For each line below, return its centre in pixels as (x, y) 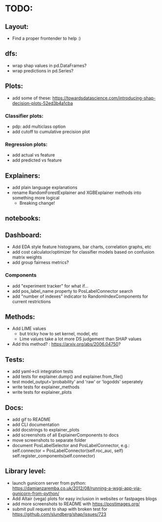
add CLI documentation (36, 425)
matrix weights (27, 257)
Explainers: (23, 176)
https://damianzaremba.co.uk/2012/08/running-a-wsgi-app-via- (77, 488)
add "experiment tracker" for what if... (50, 286)
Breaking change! (37, 203)
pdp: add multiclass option (39, 126)
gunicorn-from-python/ (36, 493)
